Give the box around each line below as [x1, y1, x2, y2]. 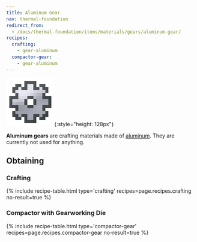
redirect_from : [6, 22, 44, 28]
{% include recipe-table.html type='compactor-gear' [6, 222, 137, 229]
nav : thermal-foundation [6, 16, 68, 22]
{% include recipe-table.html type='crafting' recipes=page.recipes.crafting [6, 187, 192, 195]
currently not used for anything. [6, 138, 85, 145]
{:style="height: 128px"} [54, 120, 114, 127]
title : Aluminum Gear [6, 10, 61, 16]
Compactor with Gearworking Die [6, 209, 106, 217]
